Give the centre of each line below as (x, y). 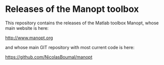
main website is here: (27, 28)
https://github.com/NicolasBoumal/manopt (49, 57)
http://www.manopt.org (29, 38)
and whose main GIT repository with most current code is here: (70, 47)
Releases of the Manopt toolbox (72, 9)
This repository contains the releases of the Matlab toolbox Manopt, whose (82, 23)
